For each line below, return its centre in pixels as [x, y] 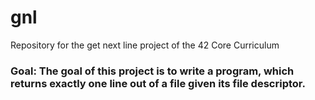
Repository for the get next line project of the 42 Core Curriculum [145, 45]
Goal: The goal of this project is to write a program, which [152, 71]
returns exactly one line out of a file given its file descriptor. [158, 83]
